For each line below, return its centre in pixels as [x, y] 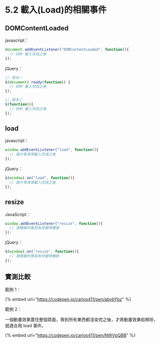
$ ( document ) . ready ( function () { [38, 82]
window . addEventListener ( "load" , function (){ [52, 150]
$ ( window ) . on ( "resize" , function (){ [42, 252]
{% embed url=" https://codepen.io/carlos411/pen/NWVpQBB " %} [70, 335]
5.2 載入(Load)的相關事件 [56, 10]
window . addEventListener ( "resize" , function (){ [54, 223]
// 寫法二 [14, 100]
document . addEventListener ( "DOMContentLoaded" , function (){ [67, 49]
